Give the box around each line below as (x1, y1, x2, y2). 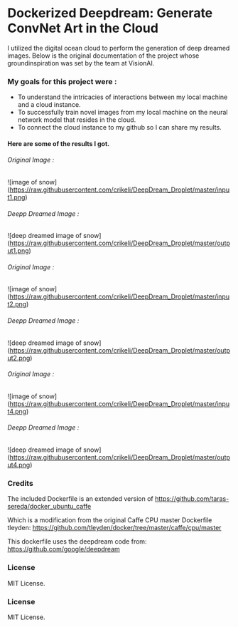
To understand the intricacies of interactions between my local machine (17, 93, 228, 101)
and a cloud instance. (17, 100, 81, 109)
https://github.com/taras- (155, 494, 229, 503)
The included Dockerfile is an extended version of (7, 494, 154, 503)
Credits (7, 478, 33, 488)
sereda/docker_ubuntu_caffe (7, 502, 92, 511)
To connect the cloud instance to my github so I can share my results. (17, 123, 222, 132)
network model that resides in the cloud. (17, 115, 136, 124)
